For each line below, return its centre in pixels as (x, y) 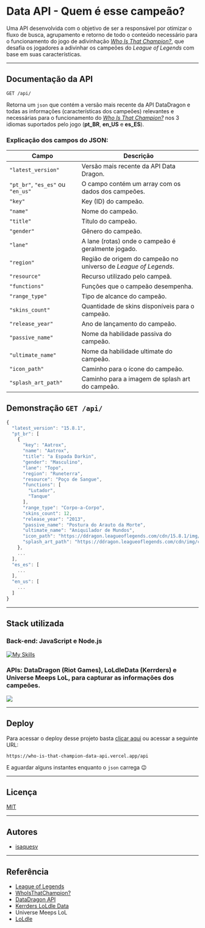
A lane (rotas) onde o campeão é (128, 241)
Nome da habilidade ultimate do (127, 351)
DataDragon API (35, 900)
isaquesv (27, 847)
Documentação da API (50, 79)
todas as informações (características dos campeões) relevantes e (90, 111)
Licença (22, 792)
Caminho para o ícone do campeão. (133, 369)
